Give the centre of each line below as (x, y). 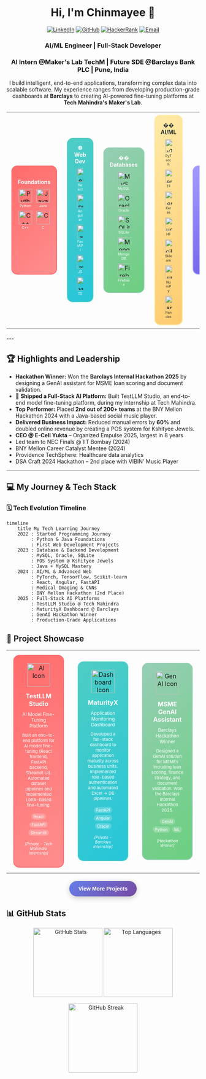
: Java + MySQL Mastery (61, 566)
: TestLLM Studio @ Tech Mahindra (75, 604)
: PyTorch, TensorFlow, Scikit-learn (79, 577)
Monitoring (103, 719)
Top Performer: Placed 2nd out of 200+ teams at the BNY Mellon (99, 409)
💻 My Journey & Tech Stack (61, 487)
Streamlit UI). (39, 773)
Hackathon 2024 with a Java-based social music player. (86, 415)
